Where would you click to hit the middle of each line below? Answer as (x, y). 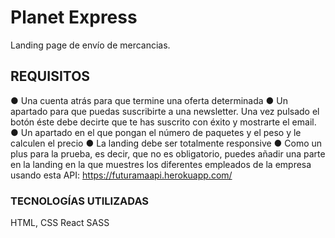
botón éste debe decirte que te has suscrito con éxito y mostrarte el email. (163, 122)
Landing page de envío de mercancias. (90, 45)
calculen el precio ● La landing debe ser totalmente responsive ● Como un (166, 143)
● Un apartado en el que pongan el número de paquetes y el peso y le (156, 132)
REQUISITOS (50, 76)
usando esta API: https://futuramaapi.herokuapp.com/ (121, 175)
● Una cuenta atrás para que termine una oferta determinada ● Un (149, 100)
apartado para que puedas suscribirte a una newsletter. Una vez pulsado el (165, 111)
